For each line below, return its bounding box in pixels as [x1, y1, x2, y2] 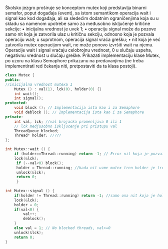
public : [5, 77, 21, 82]
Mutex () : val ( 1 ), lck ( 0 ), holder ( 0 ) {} [14, 86, 102, 92]
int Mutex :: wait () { [5, 147, 50, 152]
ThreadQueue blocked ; [14, 128, 59, 133]
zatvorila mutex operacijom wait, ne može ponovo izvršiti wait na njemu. [5, 42, 154, 47]
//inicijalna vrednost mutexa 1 [5, 82, 72, 87]
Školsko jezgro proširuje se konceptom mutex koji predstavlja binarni [5, 5, 146, 10]
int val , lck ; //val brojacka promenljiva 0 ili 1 [14, 119, 122, 124]
